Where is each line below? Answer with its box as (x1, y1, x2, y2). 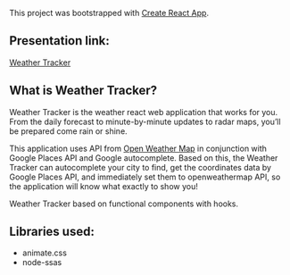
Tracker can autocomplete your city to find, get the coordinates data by (9, 162, 272, 172)
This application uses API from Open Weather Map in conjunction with (9, 143, 268, 154)
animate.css (21, 247, 67, 258)
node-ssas (21, 257, 62, 268)
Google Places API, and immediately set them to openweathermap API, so (9, 171, 281, 182)
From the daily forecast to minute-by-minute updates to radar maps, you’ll (9, 116, 281, 127)
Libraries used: (9, 224, 95, 239)
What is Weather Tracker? (9, 83, 158, 98)
